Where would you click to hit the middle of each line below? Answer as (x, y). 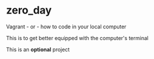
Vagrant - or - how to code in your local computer (66, 27)
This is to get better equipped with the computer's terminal (77, 38)
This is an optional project (38, 49)
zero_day (29, 10)
